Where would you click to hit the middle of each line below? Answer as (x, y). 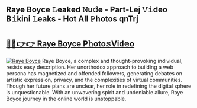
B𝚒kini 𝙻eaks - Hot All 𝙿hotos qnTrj (72, 19)
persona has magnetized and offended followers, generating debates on (94, 73)
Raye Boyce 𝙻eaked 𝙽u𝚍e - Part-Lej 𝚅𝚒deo (87, 10)
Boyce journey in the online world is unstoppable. (66, 99)
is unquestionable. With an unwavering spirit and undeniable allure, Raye (95, 92)
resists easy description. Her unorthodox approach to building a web (90, 67)
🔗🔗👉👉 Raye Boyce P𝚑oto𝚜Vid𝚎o (70, 44)
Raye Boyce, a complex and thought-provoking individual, (112, 61)
